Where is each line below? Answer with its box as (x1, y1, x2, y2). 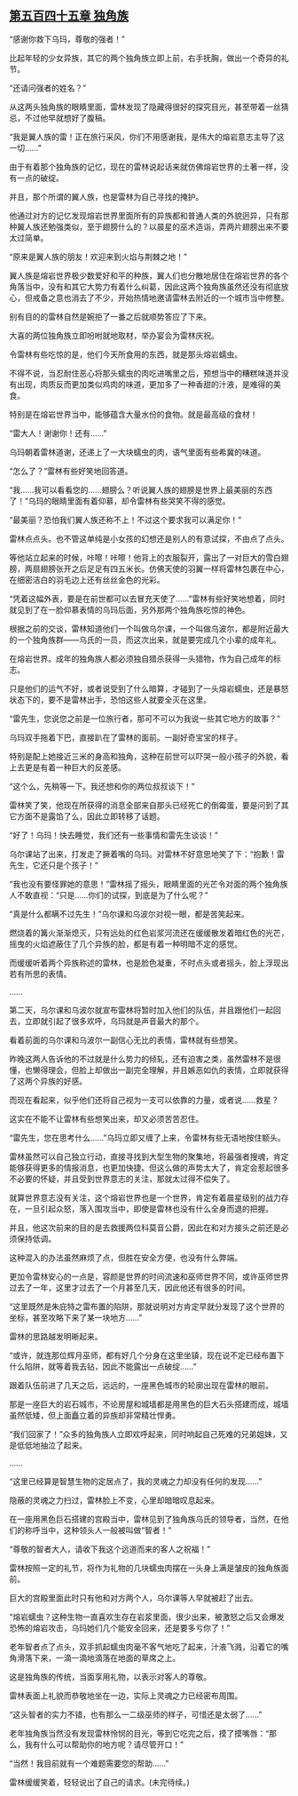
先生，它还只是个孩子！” (9, 860, 99, 870)
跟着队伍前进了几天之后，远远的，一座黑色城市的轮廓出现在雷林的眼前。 (9, 1379, 273, 1390)
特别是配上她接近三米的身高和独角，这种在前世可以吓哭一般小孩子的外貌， (9, 751, 281, 761)
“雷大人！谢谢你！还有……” (9, 427, 107, 438)
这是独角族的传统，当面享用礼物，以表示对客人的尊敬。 (9, 1671, 211, 1681)
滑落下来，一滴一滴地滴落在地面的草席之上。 (16, 1652, 180, 1663)
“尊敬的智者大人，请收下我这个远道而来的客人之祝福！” (9, 1544, 211, 1554)
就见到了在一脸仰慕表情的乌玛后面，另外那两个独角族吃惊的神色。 (9, 604, 250, 615)
